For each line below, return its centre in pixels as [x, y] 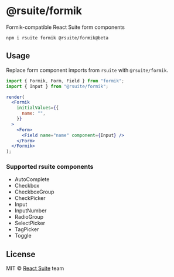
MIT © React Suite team [35, 268]
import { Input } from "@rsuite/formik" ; [57, 86]
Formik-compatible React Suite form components [65, 27]
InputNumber [30, 211]
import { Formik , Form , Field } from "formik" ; [65, 81]
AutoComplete [32, 179]
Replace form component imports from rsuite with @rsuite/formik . [87, 70]
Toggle [23, 236]
